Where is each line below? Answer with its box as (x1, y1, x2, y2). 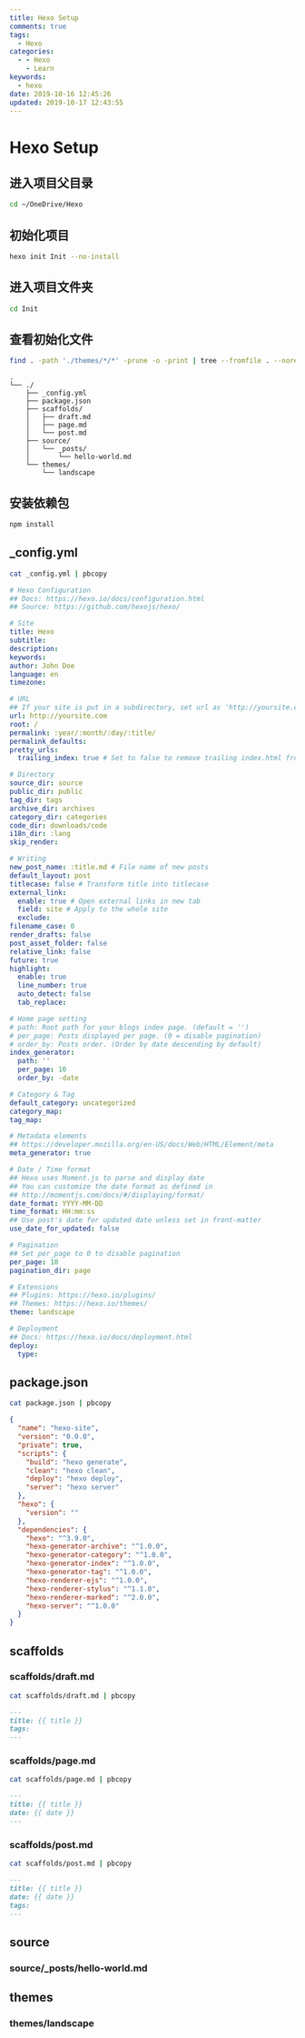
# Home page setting (9, 1014, 88, 1023)
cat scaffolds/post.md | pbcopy (9, 1859, 132, 1869)
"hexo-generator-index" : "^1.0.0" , (25, 1559, 161, 1569)
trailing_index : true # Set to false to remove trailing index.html (17, 754, 282, 763)
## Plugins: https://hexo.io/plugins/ (9, 1290, 156, 1300)
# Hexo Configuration (9, 586, 92, 595)
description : (9, 644, 59, 653)
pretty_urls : (9, 745, 59, 755)
